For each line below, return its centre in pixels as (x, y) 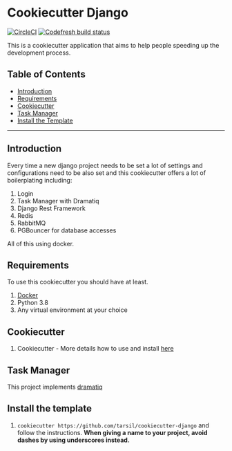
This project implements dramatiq (55, 387)
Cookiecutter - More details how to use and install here (95, 349)
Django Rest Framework (51, 208)
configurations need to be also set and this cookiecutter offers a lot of (106, 173)
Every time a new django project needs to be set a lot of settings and (105, 165)
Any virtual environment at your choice (72, 310)
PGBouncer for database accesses (67, 230)
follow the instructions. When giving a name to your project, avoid (112, 432)
